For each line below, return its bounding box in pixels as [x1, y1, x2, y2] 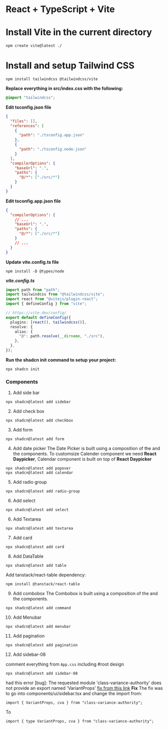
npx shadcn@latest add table [6, 563, 67, 568]
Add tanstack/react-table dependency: [6, 572, 86, 578]
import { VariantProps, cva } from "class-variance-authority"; [6, 700, 143, 705]
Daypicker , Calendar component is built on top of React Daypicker [13, 456, 152, 462]
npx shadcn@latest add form [6, 436, 65, 442]
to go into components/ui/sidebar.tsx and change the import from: [6, 691, 142, 697]
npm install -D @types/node [6, 268, 65, 274]
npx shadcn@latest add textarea [6, 526, 73, 531]
